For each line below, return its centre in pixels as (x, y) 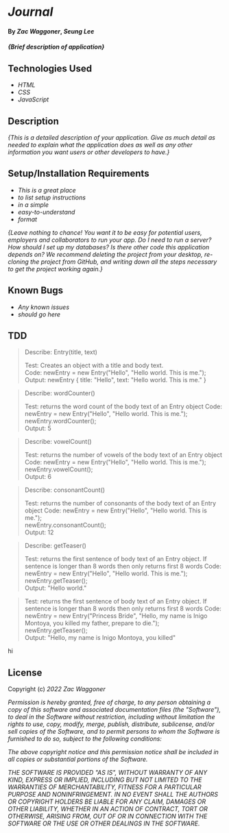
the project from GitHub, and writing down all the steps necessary (124, 262)
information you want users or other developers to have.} (89, 152)
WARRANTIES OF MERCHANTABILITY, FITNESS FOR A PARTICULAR (105, 787)
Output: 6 (38, 477)
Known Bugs (36, 291)
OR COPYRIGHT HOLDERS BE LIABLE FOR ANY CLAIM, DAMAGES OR (107, 801)
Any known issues (44, 307)
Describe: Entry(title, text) (61, 352)
